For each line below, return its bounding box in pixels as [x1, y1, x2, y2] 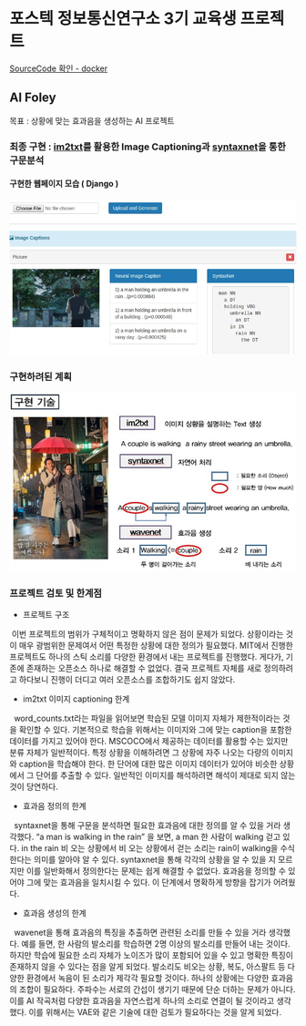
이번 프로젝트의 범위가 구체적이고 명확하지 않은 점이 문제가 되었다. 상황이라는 [11, 628, 284, 639]
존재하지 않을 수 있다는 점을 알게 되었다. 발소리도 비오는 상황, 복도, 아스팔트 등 [9, 960, 286, 971]
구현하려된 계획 [9, 371, 73, 384]
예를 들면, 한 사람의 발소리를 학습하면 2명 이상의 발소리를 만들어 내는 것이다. [21, 938, 291, 949]
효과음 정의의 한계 [22, 800, 87, 811]
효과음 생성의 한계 [22, 908, 87, 918]
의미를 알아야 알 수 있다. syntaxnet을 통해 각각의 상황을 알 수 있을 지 [33, 854, 276, 865]
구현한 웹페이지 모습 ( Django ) [9, 179, 119, 190]
